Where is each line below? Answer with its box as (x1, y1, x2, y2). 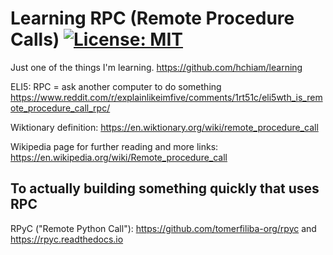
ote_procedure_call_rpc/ (10, 102, 111, 114)
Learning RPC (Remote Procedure (10, 7, 295, 30)
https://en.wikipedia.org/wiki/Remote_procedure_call (10, 151, 228, 163)
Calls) (10, 28, 60, 51)
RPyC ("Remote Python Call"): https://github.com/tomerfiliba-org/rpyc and (10, 222, 317, 234)
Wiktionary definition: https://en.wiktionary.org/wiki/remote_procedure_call (10, 121, 319, 133)
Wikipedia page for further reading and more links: (10, 140, 219, 152)
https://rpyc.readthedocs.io (10, 233, 124, 245)
